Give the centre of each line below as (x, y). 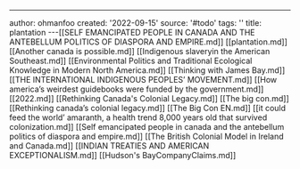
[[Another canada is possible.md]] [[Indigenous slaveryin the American (140, 51)
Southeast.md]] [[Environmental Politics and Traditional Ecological (131, 60)
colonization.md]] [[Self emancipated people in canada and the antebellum (147, 127)
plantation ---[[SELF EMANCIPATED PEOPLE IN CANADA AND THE (133, 32)
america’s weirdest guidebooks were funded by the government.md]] (137, 89)
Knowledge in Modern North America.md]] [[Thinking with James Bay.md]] (147, 70)
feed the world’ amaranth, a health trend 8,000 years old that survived (138, 117)
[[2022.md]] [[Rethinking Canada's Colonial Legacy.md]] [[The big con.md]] (150, 98)
